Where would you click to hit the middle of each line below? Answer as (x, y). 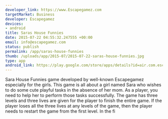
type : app (15, 61)
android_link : (20, 65)
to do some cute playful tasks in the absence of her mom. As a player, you (81, 90)
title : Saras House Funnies (34, 33)
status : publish (22, 47)
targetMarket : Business (30, 14)
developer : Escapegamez (30, 19)
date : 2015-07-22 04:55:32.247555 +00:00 (49, 38)
